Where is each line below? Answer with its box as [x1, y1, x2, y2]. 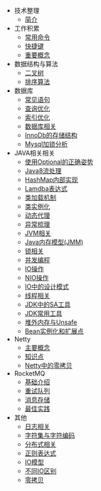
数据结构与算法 [14, 60, 58, 68]
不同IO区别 [24, 467, 57, 475]
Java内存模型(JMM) [24, 238, 84, 246]
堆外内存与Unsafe [24, 318, 78, 326]
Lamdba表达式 [24, 185, 68, 192]
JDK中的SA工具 [24, 300, 71, 309]
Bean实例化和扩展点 [24, 327, 84, 335]
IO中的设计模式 [24, 282, 70, 291]
